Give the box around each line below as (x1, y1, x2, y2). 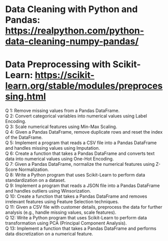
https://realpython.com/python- (5, 25, 144, 36)
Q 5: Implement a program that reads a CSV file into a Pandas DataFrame (5, 140, 157, 146)
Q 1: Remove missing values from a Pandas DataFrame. (5, 107, 120, 114)
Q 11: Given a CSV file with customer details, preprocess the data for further (5, 204, 162, 210)
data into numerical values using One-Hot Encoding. (5, 156, 114, 162)
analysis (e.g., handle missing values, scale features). (5, 209, 117, 215)
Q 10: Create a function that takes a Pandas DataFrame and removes (5, 193, 147, 200)
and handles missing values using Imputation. (5, 145, 100, 151)
